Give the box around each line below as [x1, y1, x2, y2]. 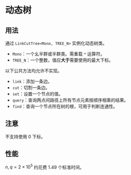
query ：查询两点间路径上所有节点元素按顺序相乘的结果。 [12, 97, 129, 103]
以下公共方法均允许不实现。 [5, 68, 62, 73]
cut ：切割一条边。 [12, 84, 50, 90]
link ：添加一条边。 [12, 78, 52, 84]
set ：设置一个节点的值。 [12, 91, 63, 96]
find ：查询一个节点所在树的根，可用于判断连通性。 [12, 103, 118, 109]
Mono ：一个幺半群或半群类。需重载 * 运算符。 [12, 51, 105, 56]
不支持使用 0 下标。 [5, 133, 46, 139]
